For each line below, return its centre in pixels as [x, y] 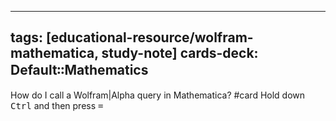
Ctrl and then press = [57, 105]
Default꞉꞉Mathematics [79, 70]
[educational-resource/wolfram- [150, 37]
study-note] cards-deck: [180, 53]
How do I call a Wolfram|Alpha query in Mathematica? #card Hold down [158, 95]
